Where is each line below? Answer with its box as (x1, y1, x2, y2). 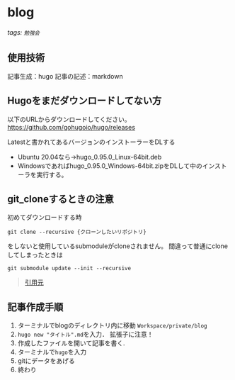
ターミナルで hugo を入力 (17, 348, 87, 357)
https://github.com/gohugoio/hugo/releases (7, 123, 136, 131)
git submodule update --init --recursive (7, 265, 132, 272)
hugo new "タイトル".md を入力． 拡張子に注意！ (17, 330, 154, 339)
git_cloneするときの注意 (7, 193, 115, 206)
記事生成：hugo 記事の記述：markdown (7, 72, 123, 80)
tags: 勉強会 (7, 28, 40, 36)
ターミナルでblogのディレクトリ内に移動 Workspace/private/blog (17, 321, 207, 330)
